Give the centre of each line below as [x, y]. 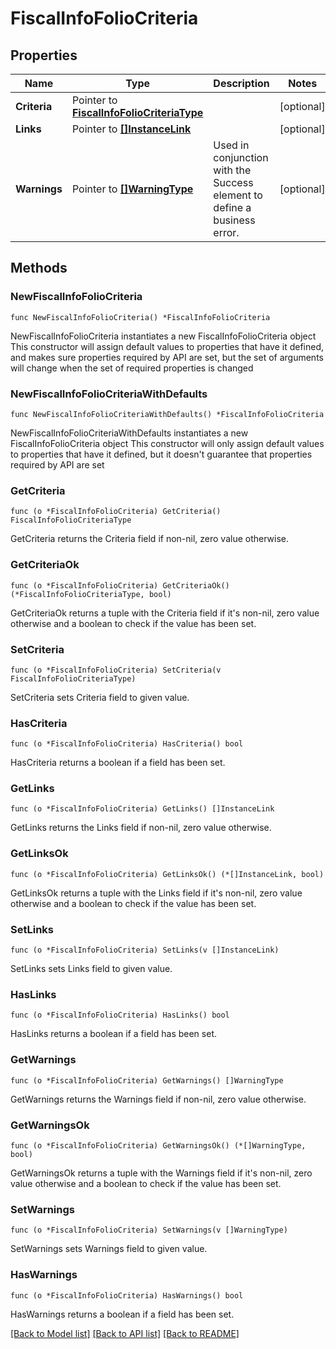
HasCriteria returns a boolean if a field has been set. [118, 763]
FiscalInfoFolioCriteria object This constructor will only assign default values [167, 443]
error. [226, 232]
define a [232, 207]
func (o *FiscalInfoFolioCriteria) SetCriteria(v [116, 670]
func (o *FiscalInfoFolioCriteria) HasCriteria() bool [127, 744]
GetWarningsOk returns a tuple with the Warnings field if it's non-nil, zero [161, 1173]
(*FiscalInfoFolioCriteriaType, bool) [91, 594]
